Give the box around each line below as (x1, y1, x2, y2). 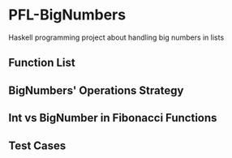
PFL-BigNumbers (8, 6, 127, 24)
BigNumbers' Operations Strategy (8, 83, 184, 97)
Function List (8, 56, 75, 70)
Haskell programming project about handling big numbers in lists (8, 32, 225, 42)
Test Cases (8, 139, 67, 152)
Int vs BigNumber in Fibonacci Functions (8, 111, 217, 125)
